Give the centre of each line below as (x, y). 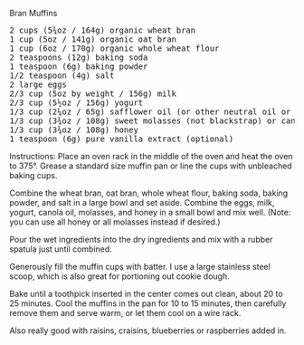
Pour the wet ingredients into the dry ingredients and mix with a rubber (141, 240)
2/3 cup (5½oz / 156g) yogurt (76, 103)
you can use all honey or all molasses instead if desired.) (115, 222)
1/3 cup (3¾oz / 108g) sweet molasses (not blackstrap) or (143, 121)
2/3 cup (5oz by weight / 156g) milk (93, 94)
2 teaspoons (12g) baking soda (79, 57)
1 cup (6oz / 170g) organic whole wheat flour (114, 48)
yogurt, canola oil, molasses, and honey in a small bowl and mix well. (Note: (150, 212)
